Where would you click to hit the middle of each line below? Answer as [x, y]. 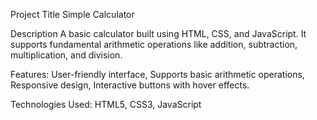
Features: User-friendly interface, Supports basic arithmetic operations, [157, 74]
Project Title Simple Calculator [72, 14]
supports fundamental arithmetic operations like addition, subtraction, [154, 44]
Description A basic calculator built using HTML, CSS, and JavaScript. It [158, 33]
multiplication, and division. [66, 55]
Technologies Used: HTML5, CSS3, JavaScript [106, 104]
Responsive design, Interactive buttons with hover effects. [130, 85]
